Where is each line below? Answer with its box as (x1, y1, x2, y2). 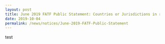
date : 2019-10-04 (5, 16, 41, 21)
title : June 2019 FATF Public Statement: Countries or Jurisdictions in (5, 12, 157, 17)
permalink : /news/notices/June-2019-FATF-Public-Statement (5, 21, 129, 26)
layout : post (5, 7, 32, 12)
